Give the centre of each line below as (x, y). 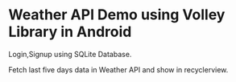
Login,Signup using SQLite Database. (70, 54)
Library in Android (70, 32)
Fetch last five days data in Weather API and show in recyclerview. (118, 69)
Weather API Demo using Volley (117, 15)
